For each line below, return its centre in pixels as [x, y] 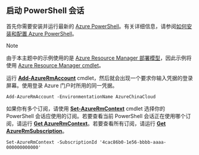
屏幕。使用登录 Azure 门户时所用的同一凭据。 [62, 85]
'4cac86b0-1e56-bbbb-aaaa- [133, 142]
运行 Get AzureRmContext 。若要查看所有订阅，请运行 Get [94, 123]
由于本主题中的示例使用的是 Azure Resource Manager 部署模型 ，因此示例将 [99, 58]
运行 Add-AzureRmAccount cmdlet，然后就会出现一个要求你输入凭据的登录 [100, 78]
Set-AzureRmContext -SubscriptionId [52, 142]
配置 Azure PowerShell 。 [47, 33]
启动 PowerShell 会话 [45, 11]
